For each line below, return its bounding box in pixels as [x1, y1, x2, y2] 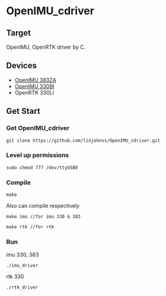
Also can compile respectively [6, 202, 80, 209]
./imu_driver [6, 263, 39, 269]
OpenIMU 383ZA [14, 76, 56, 84]
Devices [6, 61, 37, 71]
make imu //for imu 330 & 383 [6, 214, 81, 220]
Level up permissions [6, 151, 69, 160]
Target [6, 28, 31, 38]
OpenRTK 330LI [14, 89, 55, 96]
